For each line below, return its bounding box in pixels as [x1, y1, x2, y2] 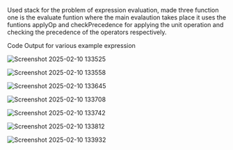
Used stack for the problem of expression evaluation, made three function [7, 6, 219, 14]
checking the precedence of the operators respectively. [7, 28, 167, 36]
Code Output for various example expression [7, 42, 136, 49]
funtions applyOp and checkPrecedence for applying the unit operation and [7, 21, 224, 28]
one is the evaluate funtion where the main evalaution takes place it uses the [7, 13, 227, 22]
